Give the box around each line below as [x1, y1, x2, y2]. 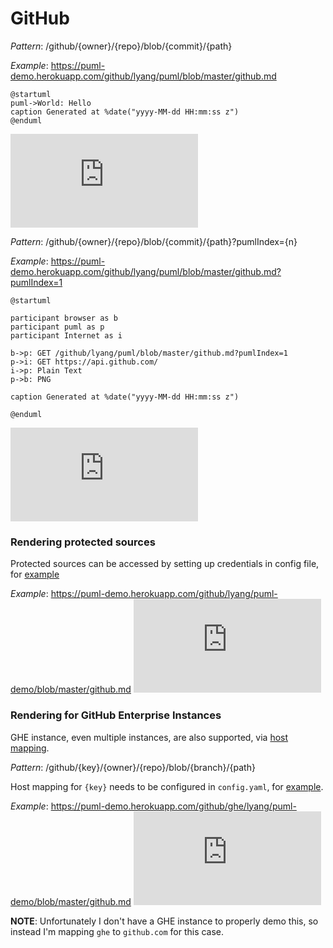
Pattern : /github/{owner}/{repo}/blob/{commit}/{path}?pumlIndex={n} [10, 235, 298, 247]
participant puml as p [10, 322, 105, 332]
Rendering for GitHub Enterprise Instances [10, 708, 222, 722]
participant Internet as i [10, 330, 123, 341]
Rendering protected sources [10, 535, 156, 549]
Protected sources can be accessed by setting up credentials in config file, [10, 558, 320, 570]
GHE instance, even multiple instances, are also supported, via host [10, 731, 289, 743]
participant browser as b [10, 313, 118, 323]
